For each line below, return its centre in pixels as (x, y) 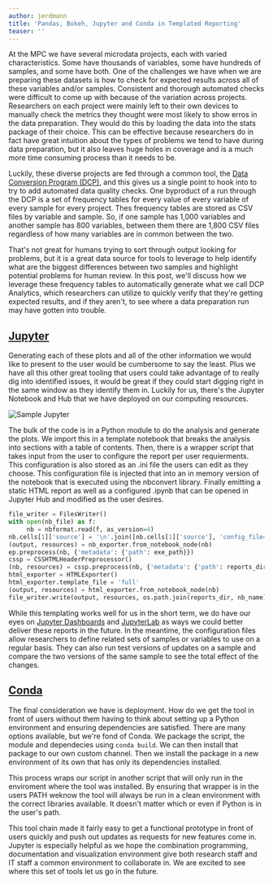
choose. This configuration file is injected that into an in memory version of (134, 473)
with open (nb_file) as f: (52, 522)
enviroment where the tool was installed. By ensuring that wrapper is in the (134, 786)
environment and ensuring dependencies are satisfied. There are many (127, 727)
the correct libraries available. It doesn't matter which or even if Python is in (135, 803)
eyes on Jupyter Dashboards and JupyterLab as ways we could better (126, 621)
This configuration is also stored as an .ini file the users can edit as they (128, 465)
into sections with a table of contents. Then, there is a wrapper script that (131, 447)
